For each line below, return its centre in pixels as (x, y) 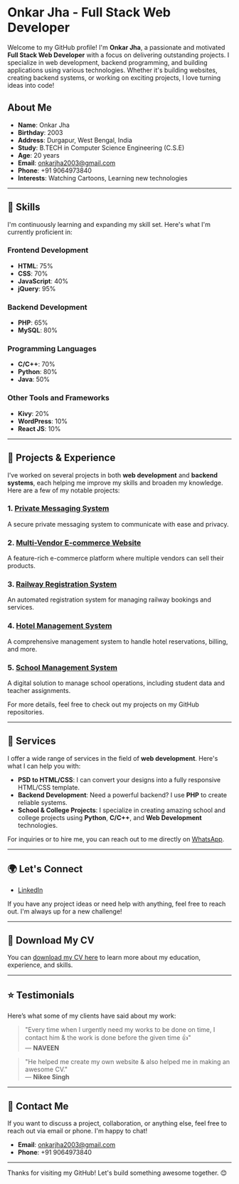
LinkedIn (30, 890)
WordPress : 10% (43, 421)
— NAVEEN (42, 1048)
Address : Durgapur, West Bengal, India (75, 140)
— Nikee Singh (47, 1077)
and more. (22, 649)
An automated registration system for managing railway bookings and (109, 599)
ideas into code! (31, 85)
